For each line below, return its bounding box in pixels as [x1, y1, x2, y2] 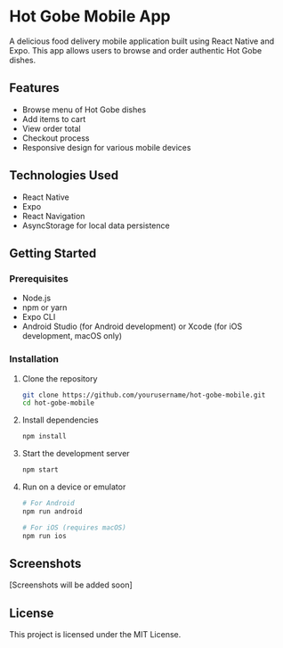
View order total [21, 123, 82, 134]
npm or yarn [21, 302, 68, 313]
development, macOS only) [21, 331, 123, 341]
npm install [21, 432, 67, 441]
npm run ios [21, 531, 67, 540]
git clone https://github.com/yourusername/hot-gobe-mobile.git [21, 390, 266, 399]
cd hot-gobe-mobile [21, 398, 95, 407]
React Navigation [21, 210, 85, 221]
